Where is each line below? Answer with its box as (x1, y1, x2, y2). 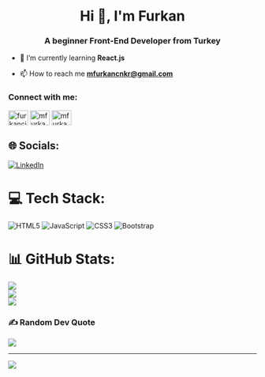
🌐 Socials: (8, 139, 60, 153)
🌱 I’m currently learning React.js (19, 53, 125, 62)
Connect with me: (8, 92, 78, 103)
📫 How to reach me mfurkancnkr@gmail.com (19, 69, 174, 78)
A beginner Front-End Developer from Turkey (44, 36, 221, 47)
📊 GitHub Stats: (8, 250, 116, 268)
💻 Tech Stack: (8, 189, 106, 207)
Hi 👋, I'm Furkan (80, 7, 185, 25)
